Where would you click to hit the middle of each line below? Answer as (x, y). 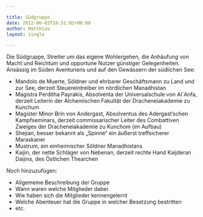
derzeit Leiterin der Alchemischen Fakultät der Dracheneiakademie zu (102, 101)
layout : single (26, 34)
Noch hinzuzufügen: (32, 171)
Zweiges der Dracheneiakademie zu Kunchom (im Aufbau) (88, 127)
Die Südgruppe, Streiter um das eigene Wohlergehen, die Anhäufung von (98, 57)
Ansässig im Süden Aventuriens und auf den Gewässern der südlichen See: (101, 70)
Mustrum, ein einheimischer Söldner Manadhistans (79, 146)
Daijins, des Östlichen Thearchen (57, 159)
